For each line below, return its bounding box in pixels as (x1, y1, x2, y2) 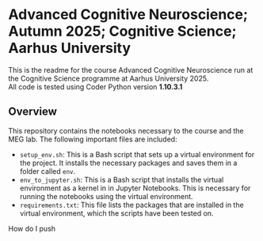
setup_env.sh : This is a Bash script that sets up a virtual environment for (19, 149, 255, 159)
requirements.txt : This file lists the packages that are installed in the (19, 200, 244, 209)
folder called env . (19, 166, 76, 175)
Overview (8, 105, 58, 119)
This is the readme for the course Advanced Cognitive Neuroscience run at (8, 65, 253, 74)
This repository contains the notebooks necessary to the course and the (8, 126, 244, 135)
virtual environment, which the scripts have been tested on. (19, 208, 214, 218)
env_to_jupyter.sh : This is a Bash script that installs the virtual (19, 175, 224, 184)
